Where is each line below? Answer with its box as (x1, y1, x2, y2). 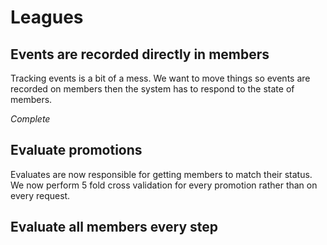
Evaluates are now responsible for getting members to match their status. (10, 168, 313, 180)
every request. (10, 189, 71, 201)
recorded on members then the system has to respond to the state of (10, 83, 295, 95)
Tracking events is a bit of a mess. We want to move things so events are (10, 72, 311, 84)
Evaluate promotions (10, 142, 143, 159)
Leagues (10, 6, 84, 29)
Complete (10, 113, 51, 125)
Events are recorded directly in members (10, 46, 270, 63)
